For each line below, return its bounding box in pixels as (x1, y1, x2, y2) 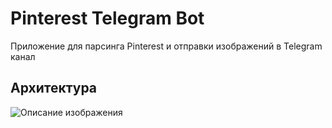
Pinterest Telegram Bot (10, 7, 205, 30)
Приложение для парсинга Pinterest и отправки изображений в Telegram (10, 40, 323, 52)
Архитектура (10, 80, 98, 97)
